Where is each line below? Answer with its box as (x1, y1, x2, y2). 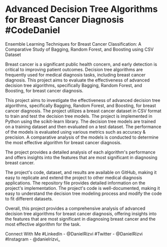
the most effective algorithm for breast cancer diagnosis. (5, 139, 122, 145)
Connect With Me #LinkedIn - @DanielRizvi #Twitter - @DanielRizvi (5, 231, 143, 237)
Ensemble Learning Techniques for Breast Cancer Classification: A (5, 41, 142, 47)
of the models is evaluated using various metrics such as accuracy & (5, 129, 146, 135)
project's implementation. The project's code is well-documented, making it (5, 185, 160, 191)
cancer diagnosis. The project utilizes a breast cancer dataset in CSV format (5, 108, 162, 114)
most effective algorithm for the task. (5, 221, 81, 227)
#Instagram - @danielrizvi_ (5, 236, 61, 242)
